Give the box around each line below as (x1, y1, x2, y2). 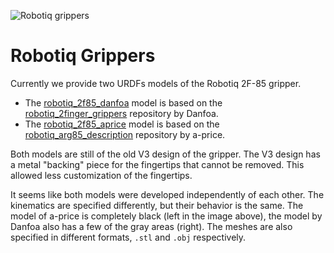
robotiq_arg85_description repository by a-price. (24, 128, 226, 140)
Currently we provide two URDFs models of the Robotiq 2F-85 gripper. (10, 77, 302, 89)
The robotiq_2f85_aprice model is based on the (24, 118, 220, 130)
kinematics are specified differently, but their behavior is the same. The (10, 199, 304, 211)
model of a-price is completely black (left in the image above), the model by (10, 210, 323, 222)
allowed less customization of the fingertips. (10, 169, 193, 181)
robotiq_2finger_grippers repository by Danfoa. (24, 107, 219, 119)
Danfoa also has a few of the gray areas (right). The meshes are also (10, 220, 293, 232)
